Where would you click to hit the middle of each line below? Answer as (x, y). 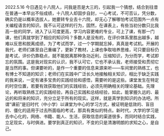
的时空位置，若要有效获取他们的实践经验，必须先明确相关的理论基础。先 (78, 86)
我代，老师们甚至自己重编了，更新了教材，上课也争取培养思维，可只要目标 (80, 50)
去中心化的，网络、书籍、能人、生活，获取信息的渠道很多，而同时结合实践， (82, 116)
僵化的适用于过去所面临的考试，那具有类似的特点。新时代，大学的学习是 (86, 110)
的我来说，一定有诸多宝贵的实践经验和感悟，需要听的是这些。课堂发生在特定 (82, 80)
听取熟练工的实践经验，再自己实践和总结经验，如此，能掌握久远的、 (86, 92)
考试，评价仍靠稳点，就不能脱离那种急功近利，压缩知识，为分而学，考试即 (84, 56)
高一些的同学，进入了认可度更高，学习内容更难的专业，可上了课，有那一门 (80, 31)
